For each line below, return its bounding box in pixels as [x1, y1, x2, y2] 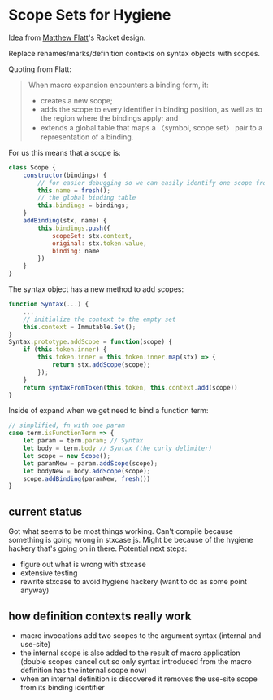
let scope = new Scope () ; [23, 451, 111, 460]
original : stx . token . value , [51, 239, 148, 248]
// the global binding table [37, 194, 136, 202]
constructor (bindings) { [23, 171, 107, 179]
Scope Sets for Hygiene [8, 6, 171, 24]
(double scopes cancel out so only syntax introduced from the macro [19, 656, 252, 666]
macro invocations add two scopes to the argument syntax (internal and [19, 630, 262, 641]
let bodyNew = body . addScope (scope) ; [23, 467, 151, 475]
